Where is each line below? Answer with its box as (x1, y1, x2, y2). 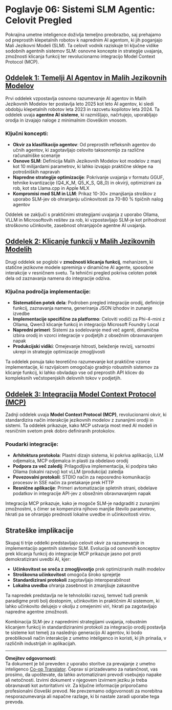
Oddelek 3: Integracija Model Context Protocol (5, 390, 156, 399)
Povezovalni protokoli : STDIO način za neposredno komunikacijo (12, 474, 151, 480)
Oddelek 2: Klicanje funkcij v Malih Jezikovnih (5, 237, 155, 246)
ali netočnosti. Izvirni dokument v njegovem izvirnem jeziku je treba (5, 677, 147, 683)
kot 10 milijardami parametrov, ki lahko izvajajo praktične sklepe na (12, 163, 154, 170)
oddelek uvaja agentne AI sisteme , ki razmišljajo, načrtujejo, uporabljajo (5, 111, 158, 117)
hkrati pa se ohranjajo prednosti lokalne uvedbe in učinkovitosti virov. (5, 511, 151, 518)
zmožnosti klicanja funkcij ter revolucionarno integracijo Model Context (5, 53, 155, 60)
